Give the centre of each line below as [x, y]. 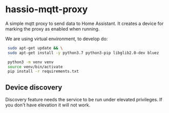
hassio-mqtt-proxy [47, 9]
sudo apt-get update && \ [35, 48]
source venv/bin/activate [35, 67]
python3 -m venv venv [30, 62]
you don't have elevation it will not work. [48, 105]
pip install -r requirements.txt [43, 72]
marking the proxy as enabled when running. [52, 29]
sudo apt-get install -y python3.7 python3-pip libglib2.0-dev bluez [83, 53]
